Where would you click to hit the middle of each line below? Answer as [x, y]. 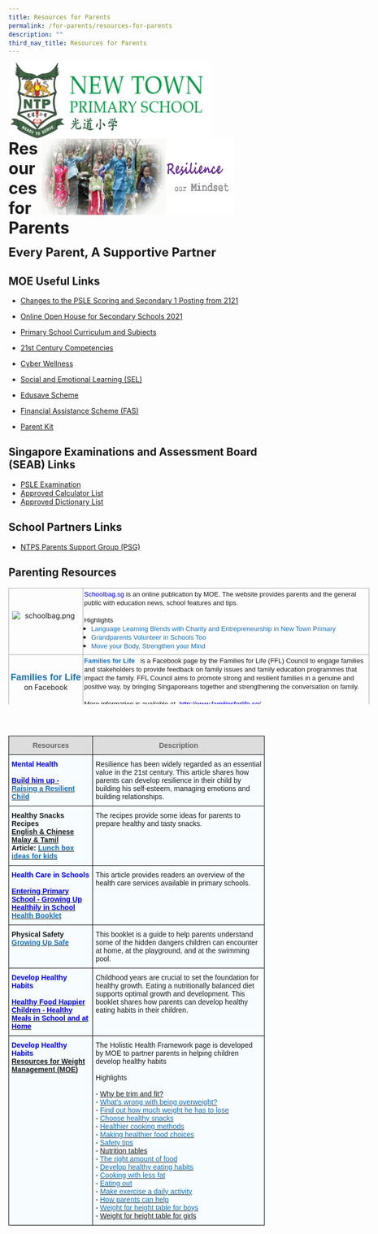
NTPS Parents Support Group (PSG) [80, 547]
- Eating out [114, 1183]
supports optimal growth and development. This [170, 993]
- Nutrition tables [122, 1151]
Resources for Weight [48, 1061]
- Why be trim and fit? [130, 1094]
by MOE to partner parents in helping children [167, 1053]
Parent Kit [37, 427]
